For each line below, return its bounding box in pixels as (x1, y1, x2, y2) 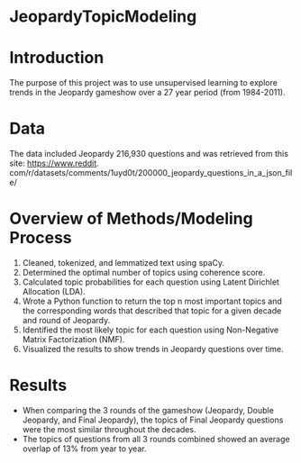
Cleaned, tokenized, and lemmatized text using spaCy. (22, 258, 225, 268)
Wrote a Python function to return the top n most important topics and (22, 295, 282, 306)
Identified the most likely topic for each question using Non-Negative (22, 324, 279, 335)
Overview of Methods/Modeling (9, 209, 254, 229)
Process (9, 228, 72, 249)
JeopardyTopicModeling (9, 6, 197, 27)
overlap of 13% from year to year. (22, 443, 147, 454)
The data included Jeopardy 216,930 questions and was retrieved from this (9, 149, 288, 159)
